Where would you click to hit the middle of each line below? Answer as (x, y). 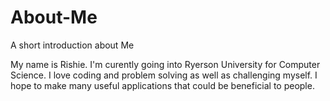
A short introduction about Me (72, 45)
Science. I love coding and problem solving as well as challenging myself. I (164, 75)
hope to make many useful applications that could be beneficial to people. (162, 85)
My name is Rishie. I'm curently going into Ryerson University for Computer (165, 64)
